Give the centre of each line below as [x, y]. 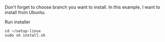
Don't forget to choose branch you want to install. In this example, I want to [82, 7]
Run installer [18, 22]
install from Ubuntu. [25, 12]
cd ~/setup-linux [23, 31]
